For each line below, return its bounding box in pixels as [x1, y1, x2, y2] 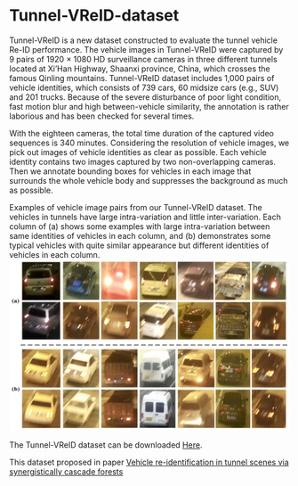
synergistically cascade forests [9, 466, 124, 477]
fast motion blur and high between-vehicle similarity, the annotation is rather [9, 101, 289, 111]
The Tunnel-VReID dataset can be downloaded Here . [9, 440, 203, 450]
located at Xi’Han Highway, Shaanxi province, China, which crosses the [9, 63, 271, 74]
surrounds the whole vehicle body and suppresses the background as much [9, 175, 288, 185]
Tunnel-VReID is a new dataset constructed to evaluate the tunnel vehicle [9, 35, 278, 45]
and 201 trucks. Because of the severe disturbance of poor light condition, [9, 91, 282, 103]
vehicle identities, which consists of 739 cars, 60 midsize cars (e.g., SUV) [9, 82, 279, 93]
